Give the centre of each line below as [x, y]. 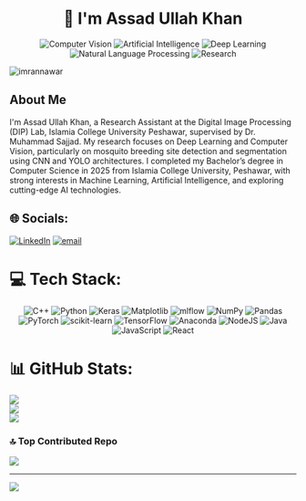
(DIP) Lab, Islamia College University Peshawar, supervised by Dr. [133, 131]
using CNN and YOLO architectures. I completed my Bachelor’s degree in [147, 161]
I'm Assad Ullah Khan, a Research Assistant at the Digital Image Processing [150, 121]
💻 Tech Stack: [66, 279]
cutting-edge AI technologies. [65, 190]
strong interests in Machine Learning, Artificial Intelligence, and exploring [147, 180]
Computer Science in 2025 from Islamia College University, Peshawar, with [150, 170]
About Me [38, 100]
